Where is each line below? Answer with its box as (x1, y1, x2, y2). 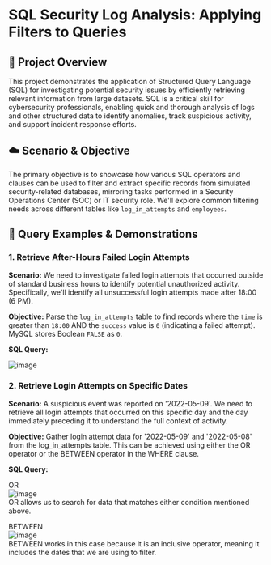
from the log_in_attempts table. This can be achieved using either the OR (8, 440, 251, 450)
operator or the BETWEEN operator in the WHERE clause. (8, 448, 200, 458)
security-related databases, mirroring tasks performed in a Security (8, 186, 234, 196)
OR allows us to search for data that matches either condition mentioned (8, 497, 250, 507)
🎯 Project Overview (8, 55, 108, 69)
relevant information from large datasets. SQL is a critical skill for (8, 94, 224, 103)
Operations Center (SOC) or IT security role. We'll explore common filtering (8, 195, 259, 205)
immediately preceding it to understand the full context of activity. (8, 415, 228, 426)
